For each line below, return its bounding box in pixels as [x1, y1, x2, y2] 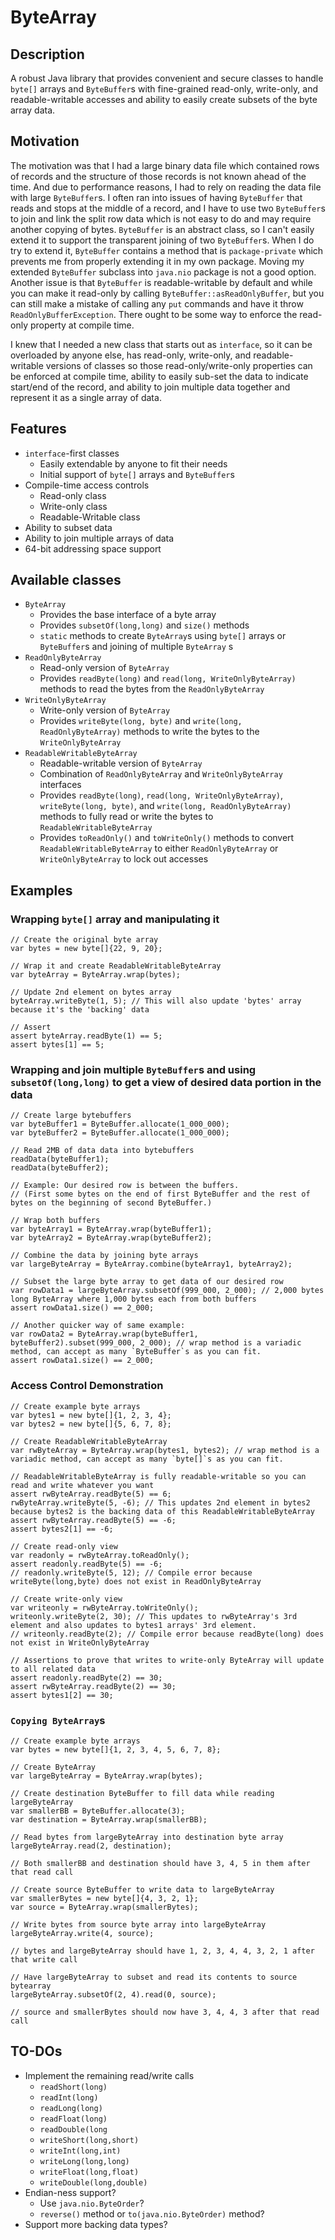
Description [10, 46, 85, 63]
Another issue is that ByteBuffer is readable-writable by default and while [10, 276, 313, 288]
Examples [10, 882, 73, 899]
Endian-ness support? [24, 2186, 117, 2198]
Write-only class [39, 500, 108, 512]
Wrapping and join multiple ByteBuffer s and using [10, 1063, 257, 1077]
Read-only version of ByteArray [39, 662, 170, 674]
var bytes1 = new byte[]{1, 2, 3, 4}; [10, 1410, 172, 1420]
